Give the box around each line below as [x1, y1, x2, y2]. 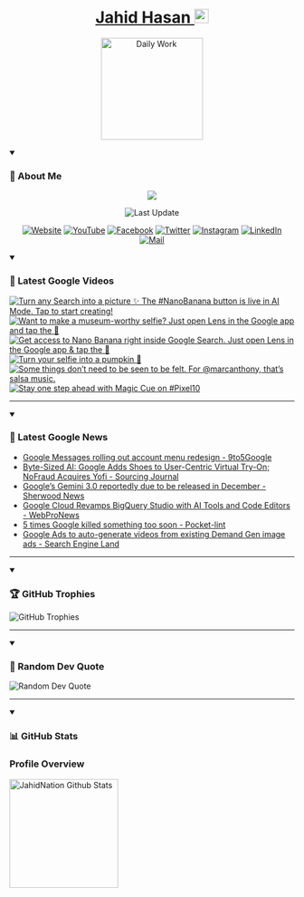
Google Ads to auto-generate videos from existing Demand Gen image [22, 528, 286, 539]
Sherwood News [22, 490, 85, 501]
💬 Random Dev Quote [9, 661, 105, 673]
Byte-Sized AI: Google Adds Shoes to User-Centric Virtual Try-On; [22, 461, 270, 472]
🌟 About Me [9, 169, 62, 182]
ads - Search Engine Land [22, 538, 119, 549]
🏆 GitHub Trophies [9, 587, 96, 600]
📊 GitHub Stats [9, 730, 79, 743]
